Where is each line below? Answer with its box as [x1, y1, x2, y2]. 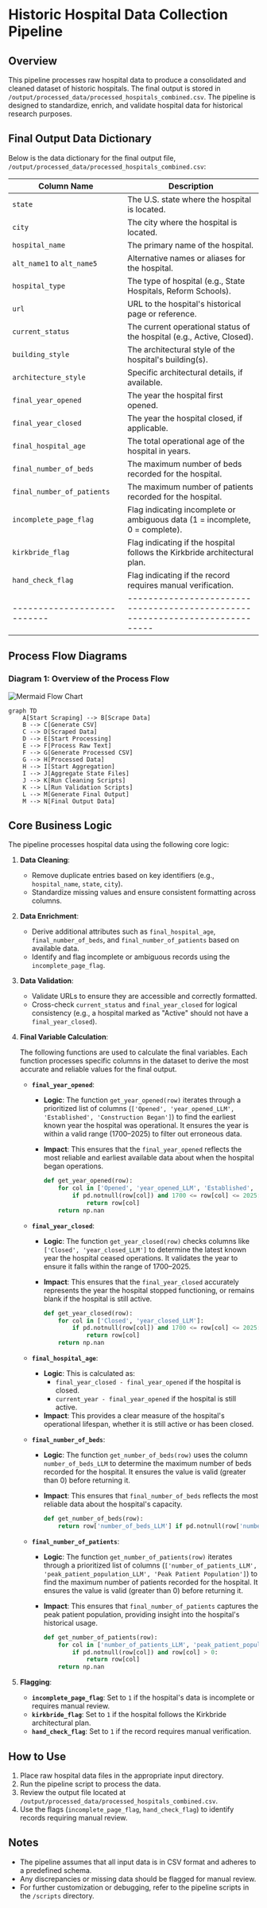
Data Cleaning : [19, 855, 70, 865]
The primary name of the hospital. [126, 239, 254, 251]
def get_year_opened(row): [43, 1177, 133, 1185]
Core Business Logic [8, 818, 113, 832]
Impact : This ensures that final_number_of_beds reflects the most [43, 1491, 258, 1501]
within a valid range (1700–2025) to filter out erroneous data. [43, 1129, 242, 1139]
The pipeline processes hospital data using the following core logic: [8, 840, 230, 849]
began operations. [43, 1161, 104, 1171]
